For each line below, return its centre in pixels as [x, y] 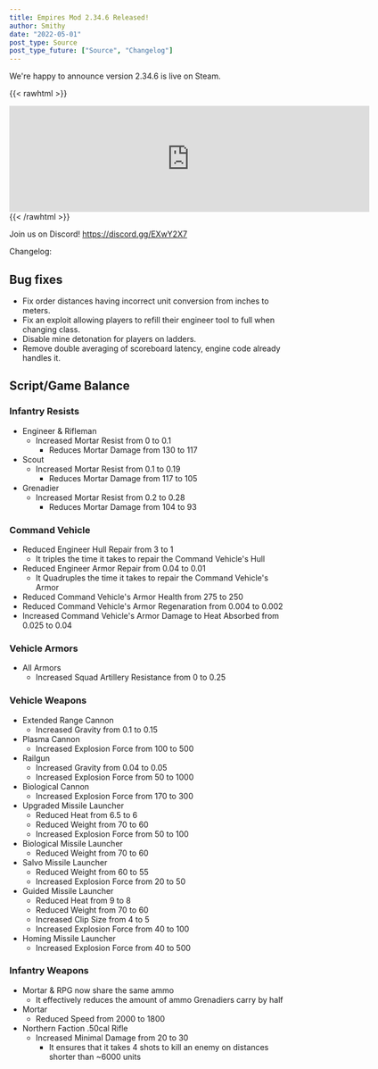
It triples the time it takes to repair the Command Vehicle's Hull [150, 558]
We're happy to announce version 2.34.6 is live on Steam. [115, 76]
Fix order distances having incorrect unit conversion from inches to [145, 301]
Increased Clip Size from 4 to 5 [92, 919]
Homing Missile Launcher [69, 938]
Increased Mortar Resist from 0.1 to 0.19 [108, 469]
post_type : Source [43, 42]
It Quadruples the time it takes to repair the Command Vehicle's [152, 578]
